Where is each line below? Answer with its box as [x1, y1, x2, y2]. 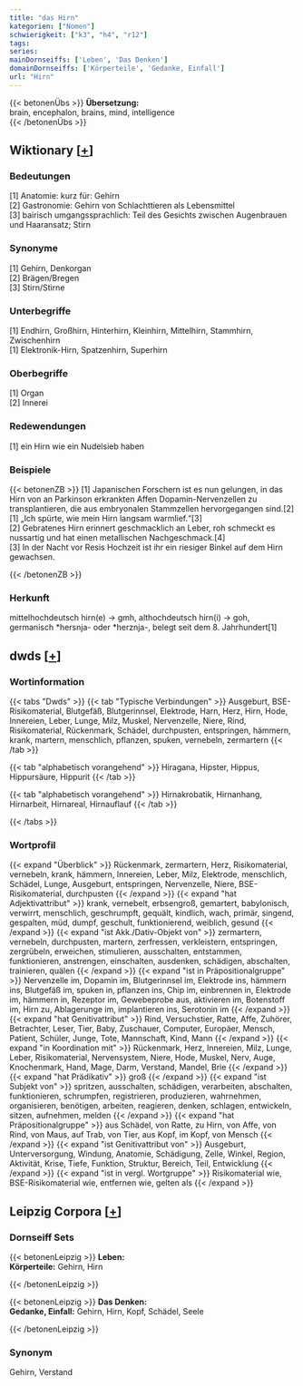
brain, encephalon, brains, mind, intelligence [9, 106, 175, 118]
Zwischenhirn [9, 335, 61, 346]
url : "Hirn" [9, 73, 54, 82]
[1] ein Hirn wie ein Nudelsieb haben [9, 441, 145, 452]
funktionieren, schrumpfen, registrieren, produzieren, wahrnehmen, [9, 1090, 261, 1102]
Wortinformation [9, 675, 84, 688]
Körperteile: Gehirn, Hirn [9, 1261, 103, 1272]
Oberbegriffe [9, 366, 68, 379]
